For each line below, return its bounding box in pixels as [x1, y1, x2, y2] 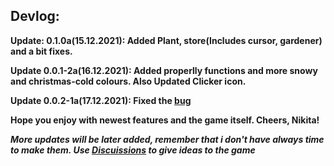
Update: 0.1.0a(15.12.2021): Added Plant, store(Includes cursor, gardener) [10, 34, 323, 46]
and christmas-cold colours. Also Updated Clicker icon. [10, 75, 247, 87]
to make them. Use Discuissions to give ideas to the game [10, 144, 256, 156]
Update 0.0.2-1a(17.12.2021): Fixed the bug [10, 94, 192, 106]
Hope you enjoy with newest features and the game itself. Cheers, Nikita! [10, 114, 320, 126]
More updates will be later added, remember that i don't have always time [10, 133, 325, 145]
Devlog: [10, 8, 60, 25]
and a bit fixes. [10, 45, 73, 57]
